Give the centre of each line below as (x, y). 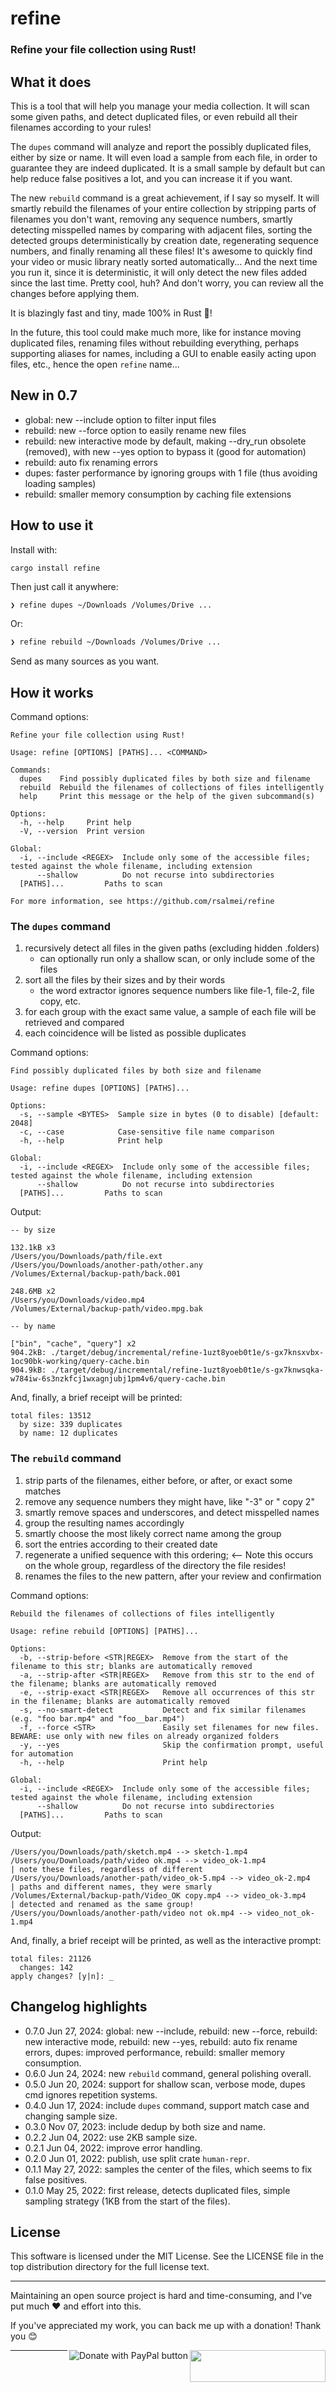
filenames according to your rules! (81, 127)
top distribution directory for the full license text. (110, 2267)
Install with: (34, 549)
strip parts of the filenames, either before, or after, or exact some (158, 1480)
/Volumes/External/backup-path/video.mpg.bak (106, 1309)
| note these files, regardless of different (106, 1869)
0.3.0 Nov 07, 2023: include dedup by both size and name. (145, 2126)
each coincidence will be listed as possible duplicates (135, 1033)
